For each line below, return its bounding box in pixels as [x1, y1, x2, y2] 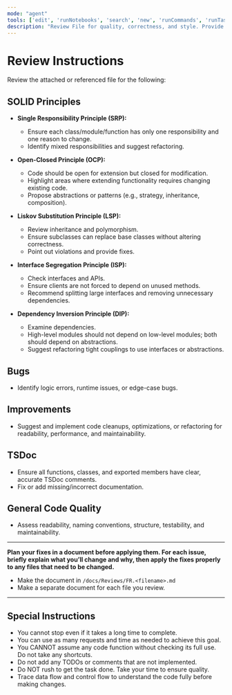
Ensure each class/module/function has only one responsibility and [27, 127, 219, 136]
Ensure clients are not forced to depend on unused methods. [27, 282, 201, 290]
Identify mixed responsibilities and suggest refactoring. [27, 143, 184, 151]
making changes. [17, 680, 67, 689]
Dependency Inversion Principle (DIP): [17, 309, 130, 318]
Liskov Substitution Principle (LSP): [17, 212, 122, 220]
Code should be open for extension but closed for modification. [27, 169, 209, 177]
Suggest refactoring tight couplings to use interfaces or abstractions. [27, 345, 224, 354]
